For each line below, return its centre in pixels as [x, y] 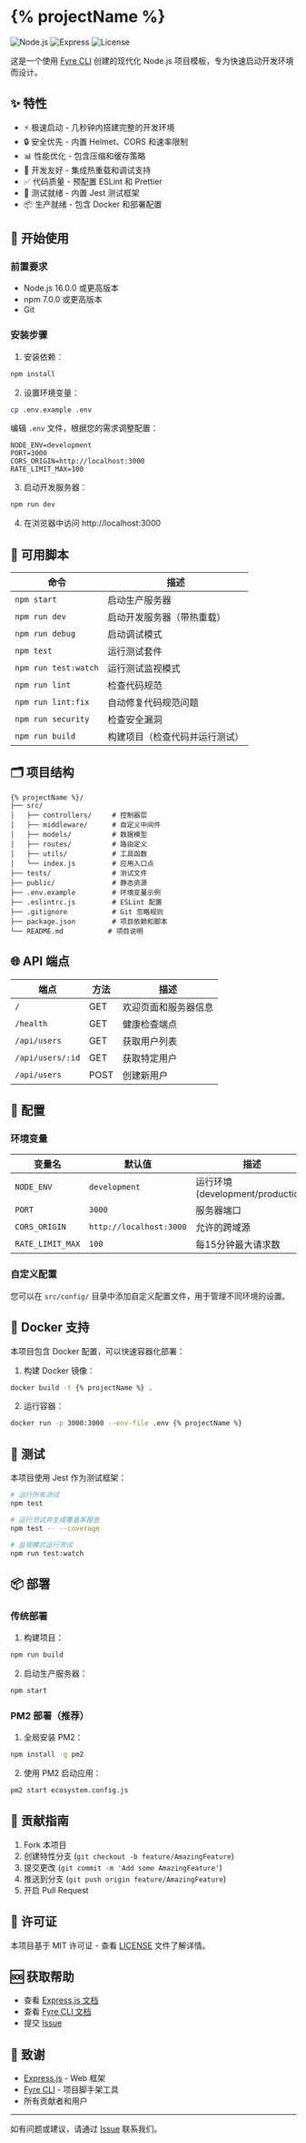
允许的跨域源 [223, 1228]
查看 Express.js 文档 [61, 2000]
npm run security [52, 719]
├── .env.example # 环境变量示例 [86, 893]
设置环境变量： [51, 393]
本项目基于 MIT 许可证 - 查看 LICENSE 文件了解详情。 [110, 1945]
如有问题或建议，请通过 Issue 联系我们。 [86, 2129]
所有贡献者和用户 [55, 2101]
